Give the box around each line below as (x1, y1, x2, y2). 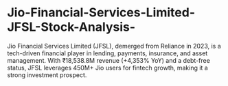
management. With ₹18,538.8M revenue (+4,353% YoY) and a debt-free (7, 56, 211, 64)
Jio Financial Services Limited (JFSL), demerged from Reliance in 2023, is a (7, 42, 221, 50)
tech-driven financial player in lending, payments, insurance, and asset (7, 49, 208, 57)
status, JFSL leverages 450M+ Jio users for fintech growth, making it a (7, 63, 208, 72)
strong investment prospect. (7, 70, 87, 79)
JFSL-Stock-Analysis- (7, 19, 136, 35)
